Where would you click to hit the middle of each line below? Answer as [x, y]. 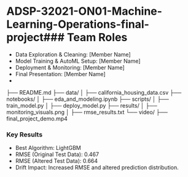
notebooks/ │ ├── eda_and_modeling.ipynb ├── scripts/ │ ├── [88, 99]
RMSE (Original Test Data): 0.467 [57, 154]
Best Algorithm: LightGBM [48, 148]
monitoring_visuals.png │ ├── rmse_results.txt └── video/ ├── [87, 112]
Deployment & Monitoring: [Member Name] [70, 67]
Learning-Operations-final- [78, 24]
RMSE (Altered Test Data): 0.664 [57, 161]
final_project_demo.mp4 [37, 119]
